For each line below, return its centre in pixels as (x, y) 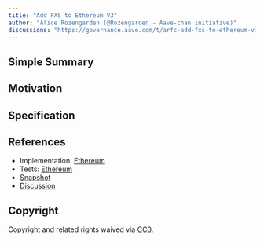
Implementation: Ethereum (62, 161)
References (37, 142)
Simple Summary (51, 62)
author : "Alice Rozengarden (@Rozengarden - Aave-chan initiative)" (123, 23)
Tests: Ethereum (46, 169)
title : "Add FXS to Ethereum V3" (63, 15)
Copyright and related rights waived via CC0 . (81, 229)
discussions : (29, 30)
